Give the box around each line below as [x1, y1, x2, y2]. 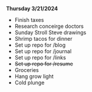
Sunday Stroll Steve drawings [14, 29, 87, 36]
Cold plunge [14, 79, 45, 86]
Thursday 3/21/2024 [6, 5, 58, 12]
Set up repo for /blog [14, 41, 66, 48]
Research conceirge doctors [14, 23, 84, 29]
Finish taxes [14, 17, 44, 23]
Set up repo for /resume [14, 60, 74, 67]
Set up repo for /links [14, 54, 66, 61]
